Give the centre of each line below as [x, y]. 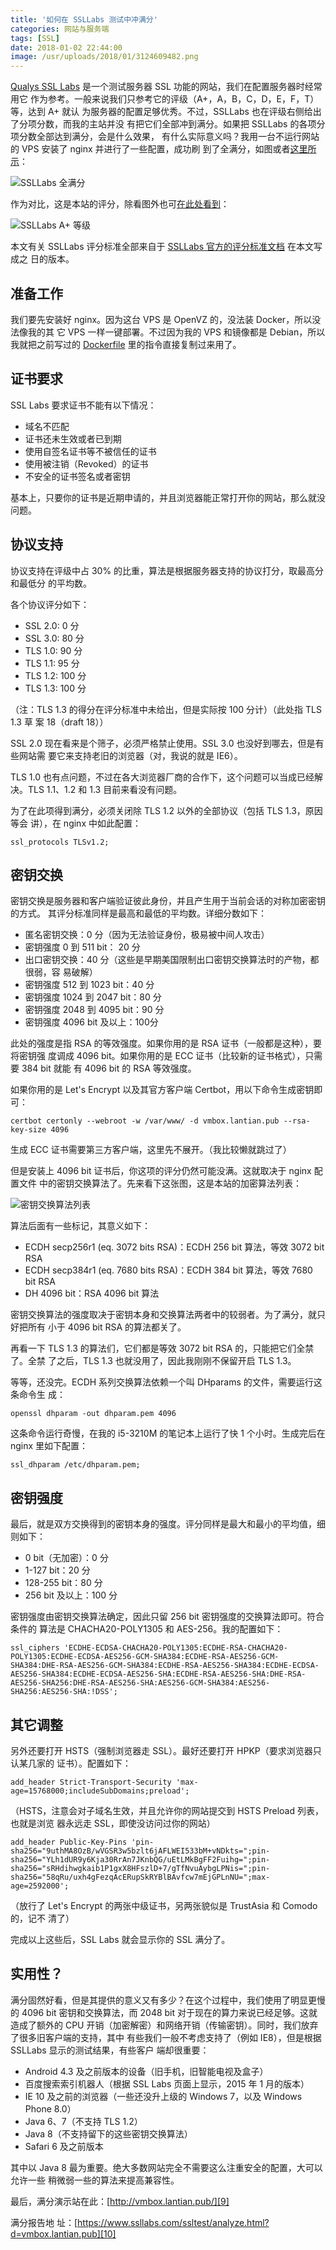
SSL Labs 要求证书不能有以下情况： [83, 405]
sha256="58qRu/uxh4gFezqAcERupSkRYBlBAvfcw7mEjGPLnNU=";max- [140, 1877]
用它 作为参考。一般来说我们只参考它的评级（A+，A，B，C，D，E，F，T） [165, 99]
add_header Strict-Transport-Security [91, 1782]
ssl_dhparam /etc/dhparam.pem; [75, 1465]
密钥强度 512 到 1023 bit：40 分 [89, 985]
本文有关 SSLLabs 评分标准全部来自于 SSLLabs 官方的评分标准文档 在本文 [162, 247]
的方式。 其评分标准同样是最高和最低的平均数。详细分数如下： [138, 913]
